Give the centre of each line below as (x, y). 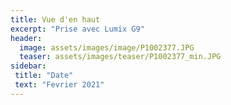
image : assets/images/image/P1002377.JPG (107, 47)
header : (26, 38)
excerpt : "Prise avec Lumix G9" (77, 29)
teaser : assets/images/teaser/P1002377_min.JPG (120, 57)
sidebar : (28, 66)
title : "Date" (44, 76)
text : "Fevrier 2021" (59, 85)
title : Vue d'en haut (55, 19)
